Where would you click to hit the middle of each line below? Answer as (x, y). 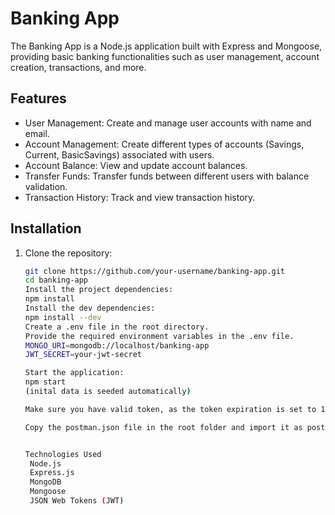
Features (38, 98)
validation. (46, 186)
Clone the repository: (68, 253)
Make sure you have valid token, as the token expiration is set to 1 (175, 409)
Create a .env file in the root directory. (117, 327)
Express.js (52, 473)
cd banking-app (56, 280)
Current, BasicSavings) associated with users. (119, 154)
